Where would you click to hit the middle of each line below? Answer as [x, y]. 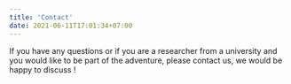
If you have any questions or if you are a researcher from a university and [143, 50]
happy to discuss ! [43, 69]
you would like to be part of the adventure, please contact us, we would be [146, 60]
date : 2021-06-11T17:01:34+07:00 [71, 26]
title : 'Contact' [41, 17]
